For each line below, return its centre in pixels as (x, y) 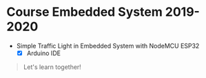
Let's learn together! (52, 67)
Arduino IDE (44, 53)
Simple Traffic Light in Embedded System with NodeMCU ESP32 (108, 46)
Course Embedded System (84, 12)
